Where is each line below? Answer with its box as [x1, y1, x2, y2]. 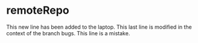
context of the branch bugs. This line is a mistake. [6, 29, 130, 36]
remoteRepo [6, 4, 69, 17]
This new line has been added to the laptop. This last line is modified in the [6, 23, 192, 30]
